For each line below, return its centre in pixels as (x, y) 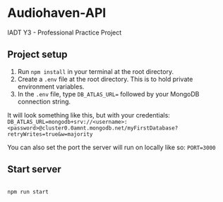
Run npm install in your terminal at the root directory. (96, 71)
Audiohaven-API (57, 13)
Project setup (38, 55)
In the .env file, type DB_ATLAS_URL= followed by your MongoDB (108, 94)
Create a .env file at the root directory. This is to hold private (105, 79)
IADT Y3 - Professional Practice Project (65, 32)
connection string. (44, 101)
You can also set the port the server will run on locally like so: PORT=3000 (111, 147)
